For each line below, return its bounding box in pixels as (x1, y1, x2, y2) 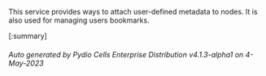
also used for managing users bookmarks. (8, 15, 150, 25)
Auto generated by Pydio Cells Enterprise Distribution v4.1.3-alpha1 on (8, 49, 244, 59)
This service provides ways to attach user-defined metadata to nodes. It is (8, 7, 258, 16)
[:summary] (8, 32, 47, 40)
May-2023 (8, 58, 44, 68)
